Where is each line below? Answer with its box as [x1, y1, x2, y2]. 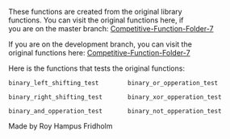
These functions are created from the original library [8, 7, 183, 16]
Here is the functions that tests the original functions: [8, 63, 186, 73]
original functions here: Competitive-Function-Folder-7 [8, 48, 191, 57]
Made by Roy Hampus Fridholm [8, 121, 113, 131]
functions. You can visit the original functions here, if [8, 15, 184, 25]
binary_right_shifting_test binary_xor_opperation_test [8, 93, 222, 101]
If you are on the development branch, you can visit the [8, 39, 192, 49]
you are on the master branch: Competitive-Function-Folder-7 [8, 24, 214, 33]
